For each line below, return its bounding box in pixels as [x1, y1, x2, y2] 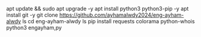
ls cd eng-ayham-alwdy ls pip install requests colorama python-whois [22, 18, 195, 24]
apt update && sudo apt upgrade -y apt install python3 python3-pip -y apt [6, 5, 189, 12]
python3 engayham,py [6, 24, 62, 31]
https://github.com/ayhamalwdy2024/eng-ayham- [59, 11, 184, 18]
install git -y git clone [6, 11, 58, 18]
